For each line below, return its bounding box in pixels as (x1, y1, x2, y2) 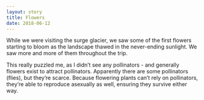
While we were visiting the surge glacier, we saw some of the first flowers (6, 37, 192, 44)
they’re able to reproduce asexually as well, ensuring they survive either (6, 81, 188, 88)
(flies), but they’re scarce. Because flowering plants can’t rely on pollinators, (6, 74, 199, 82)
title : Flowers (6, 15, 45, 21)
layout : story (6, 8, 43, 15)
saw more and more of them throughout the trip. (6, 50, 128, 57)
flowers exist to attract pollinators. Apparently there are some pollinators (6, 68, 188, 75)
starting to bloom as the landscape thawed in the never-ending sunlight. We (6, 43, 197, 50)
